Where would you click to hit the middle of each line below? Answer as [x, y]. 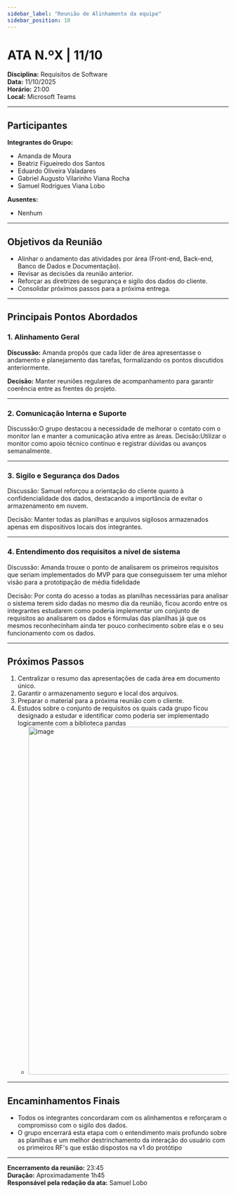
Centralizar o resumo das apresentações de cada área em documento [119, 678]
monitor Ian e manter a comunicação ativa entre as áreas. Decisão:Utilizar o [117, 436]
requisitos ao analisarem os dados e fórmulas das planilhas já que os [107, 618]
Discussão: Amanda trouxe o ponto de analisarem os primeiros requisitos [113, 567]
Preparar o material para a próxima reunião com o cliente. [101, 701]
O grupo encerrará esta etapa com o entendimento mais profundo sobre [122, 1133]
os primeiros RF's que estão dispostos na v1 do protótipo [100, 1148]
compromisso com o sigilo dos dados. [72, 1125]
